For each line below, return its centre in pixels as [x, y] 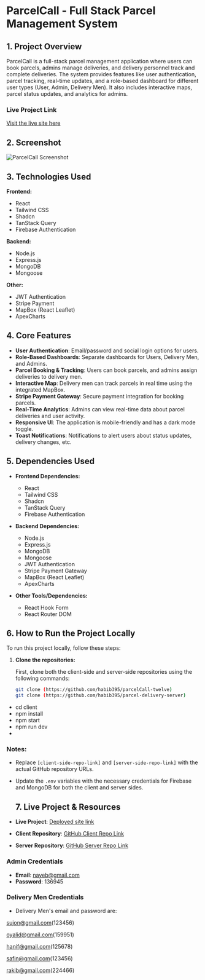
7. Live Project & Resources [68, 807]
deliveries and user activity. [50, 416]
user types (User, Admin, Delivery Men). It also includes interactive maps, [99, 87]
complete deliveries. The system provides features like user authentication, [101, 74]
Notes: [17, 749]
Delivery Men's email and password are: [66, 911]
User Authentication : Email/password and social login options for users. [107, 350]
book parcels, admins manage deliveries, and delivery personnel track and [101, 68]
